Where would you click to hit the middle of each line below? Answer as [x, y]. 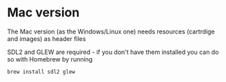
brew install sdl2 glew [41, 72]
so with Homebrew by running [50, 59]
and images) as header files [47, 38]
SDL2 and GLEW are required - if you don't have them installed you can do [113, 52]
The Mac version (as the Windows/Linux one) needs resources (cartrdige [111, 31]
